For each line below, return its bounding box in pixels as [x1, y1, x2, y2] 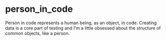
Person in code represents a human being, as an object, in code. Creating [5, 20, 157, 26]
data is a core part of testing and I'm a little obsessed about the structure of [5, 25, 161, 31]
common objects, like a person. [5, 30, 70, 36]
